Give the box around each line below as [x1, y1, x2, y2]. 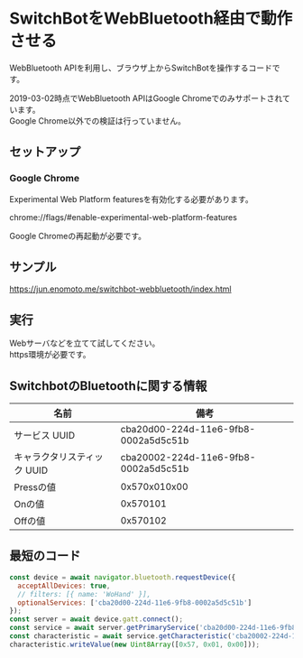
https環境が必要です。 [9, 349, 91, 360]
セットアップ [9, 144, 81, 160]
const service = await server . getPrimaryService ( [9, 624, 200, 633]
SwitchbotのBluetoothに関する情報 [9, 378, 207, 394]
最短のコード [9, 548, 81, 564]
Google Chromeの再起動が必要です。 [9, 230, 147, 241]
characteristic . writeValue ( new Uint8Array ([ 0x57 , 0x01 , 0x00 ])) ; [9, 640, 261, 649]
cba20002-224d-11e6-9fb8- [120, 451, 256, 464]
